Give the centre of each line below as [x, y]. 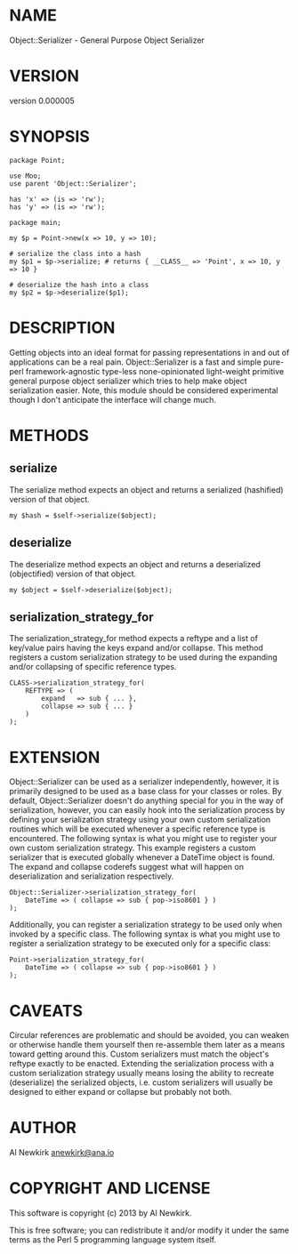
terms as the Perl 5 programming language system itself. [113, 1240]
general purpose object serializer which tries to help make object [128, 381]
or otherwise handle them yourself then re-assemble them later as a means [147, 1045]
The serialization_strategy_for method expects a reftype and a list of [133, 639]
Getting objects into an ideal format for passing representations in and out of [149, 352]
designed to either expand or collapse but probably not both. [121, 1092]
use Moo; [25, 176]
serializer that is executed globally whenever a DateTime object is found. [142, 857]
